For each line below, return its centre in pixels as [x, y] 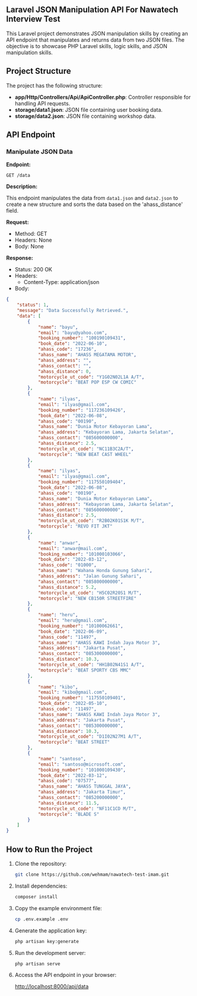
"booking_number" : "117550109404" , [82, 482]
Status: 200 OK [33, 270]
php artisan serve [37, 964]
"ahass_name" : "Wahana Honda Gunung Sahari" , [95, 571]
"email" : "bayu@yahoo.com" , [73, 333]
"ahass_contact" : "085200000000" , [80, 798]
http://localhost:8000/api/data [52, 986]
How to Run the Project [50, 849]
